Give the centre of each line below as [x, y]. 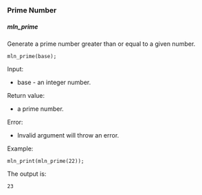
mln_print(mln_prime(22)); [46, 161]
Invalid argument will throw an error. [68, 135]
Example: [20, 148]
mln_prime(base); [32, 56]
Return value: [26, 95]
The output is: [27, 174]
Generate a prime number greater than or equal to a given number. [101, 44]
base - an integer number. [54, 82]
